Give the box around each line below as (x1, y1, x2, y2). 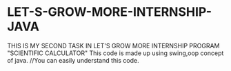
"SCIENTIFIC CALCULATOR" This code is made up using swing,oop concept (7, 49, 224, 57)
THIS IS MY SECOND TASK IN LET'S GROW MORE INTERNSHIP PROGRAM (7, 41, 220, 50)
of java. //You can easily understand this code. (7, 56, 139, 64)
